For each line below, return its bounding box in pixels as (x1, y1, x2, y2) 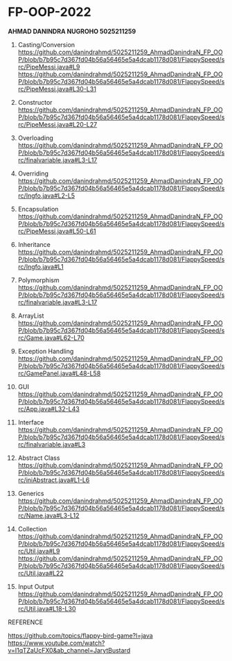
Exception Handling (17, 347, 74, 355)
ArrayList (17, 311, 44, 320)
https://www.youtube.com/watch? (8, 639, 105, 647)
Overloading (17, 133, 54, 142)
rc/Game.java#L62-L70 (17, 334, 85, 342)
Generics (17, 489, 44, 497)
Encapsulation (17, 205, 59, 213)
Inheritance (17, 240, 51, 248)
